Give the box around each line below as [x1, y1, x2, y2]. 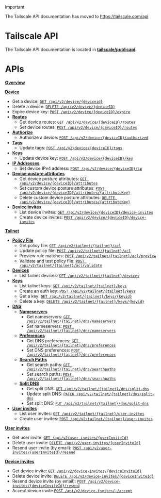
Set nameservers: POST [26, 323, 72, 329]
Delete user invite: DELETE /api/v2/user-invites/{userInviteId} [12, 439, 141, 446]
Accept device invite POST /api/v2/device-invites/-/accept [12, 487, 132, 493]
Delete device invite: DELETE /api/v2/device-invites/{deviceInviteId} [12, 473, 154, 479]
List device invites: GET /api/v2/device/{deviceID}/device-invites [19, 209, 154, 215]
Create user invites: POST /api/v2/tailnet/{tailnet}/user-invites [19, 415, 153, 421]
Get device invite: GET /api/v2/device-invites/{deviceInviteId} [12, 468, 142, 474]
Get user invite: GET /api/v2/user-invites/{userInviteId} [12, 434, 129, 440]
